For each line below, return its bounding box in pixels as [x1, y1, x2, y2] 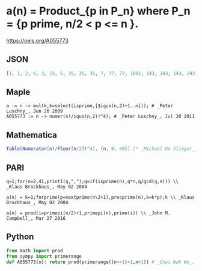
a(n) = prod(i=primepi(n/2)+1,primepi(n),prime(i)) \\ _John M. [6, 210, 171, 216]
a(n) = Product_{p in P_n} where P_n [6, 4, 191, 18]
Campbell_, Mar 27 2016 [6, 215, 66, 221]
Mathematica [6, 129, 57, 140]
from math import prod [6, 248, 63, 254]
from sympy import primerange [6, 253, 82, 260]
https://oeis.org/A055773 [6, 37, 69, 44]
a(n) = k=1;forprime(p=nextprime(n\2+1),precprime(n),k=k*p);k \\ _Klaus [6, 194, 195, 200]
